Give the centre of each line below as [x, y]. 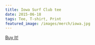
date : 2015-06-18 [23, 14]
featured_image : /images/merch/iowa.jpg [48, 23]
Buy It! [12, 38]
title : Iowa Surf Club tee [33, 10]
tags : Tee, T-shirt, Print [33, 19]
